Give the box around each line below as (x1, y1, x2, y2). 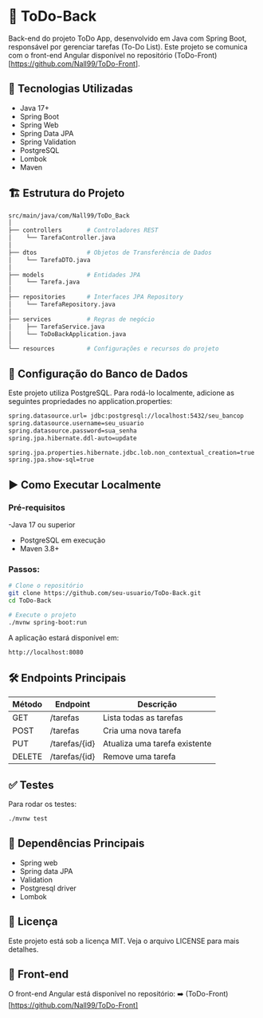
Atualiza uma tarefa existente (103, 738, 212, 750)
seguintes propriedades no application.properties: (8, 397, 173, 405)
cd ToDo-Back (8, 597, 52, 605)
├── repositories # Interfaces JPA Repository (8, 293, 183, 301)
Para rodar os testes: (8, 800, 77, 809)
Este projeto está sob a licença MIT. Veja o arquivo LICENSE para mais (8, 936, 240, 946)
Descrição (137, 699, 178, 710)
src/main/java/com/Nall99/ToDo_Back (8, 211, 130, 220)
